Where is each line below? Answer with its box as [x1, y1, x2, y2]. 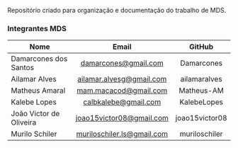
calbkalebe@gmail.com [83, 97, 161, 107]
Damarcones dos [11, 54, 68, 64]
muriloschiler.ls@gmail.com [76, 129, 169, 139]
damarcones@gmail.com [80, 58, 164, 68]
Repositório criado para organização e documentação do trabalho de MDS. [7, 6, 227, 14]
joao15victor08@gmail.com [75, 113, 169, 123]
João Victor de [11, 109, 60, 119]
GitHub [188, 42, 214, 52]
